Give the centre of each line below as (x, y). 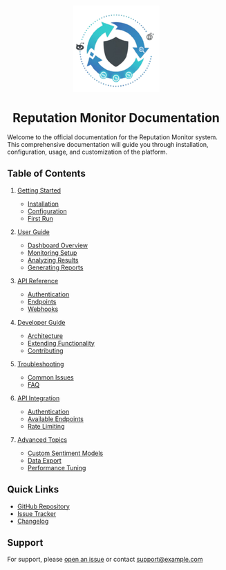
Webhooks (43, 309)
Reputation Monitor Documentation (116, 118)
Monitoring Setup (52, 252)
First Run (40, 218)
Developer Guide (41, 322)
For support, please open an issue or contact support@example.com (105, 560)
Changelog (33, 521)
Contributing (45, 350)
